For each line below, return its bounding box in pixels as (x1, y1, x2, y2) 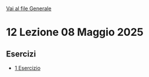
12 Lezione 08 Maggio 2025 (6, 26, 144, 39)
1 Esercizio (14, 65, 41, 71)
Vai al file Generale (6, 5, 52, 12)
